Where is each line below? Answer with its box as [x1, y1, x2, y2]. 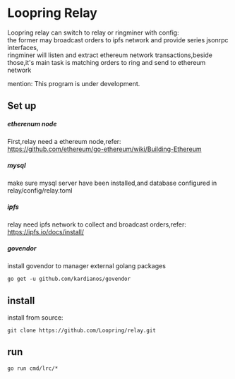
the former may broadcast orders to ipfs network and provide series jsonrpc [7, 35, 229, 44]
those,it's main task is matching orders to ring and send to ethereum [7, 58, 206, 66]
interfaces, [7, 43, 39, 52]
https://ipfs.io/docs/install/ [7, 228, 85, 236]
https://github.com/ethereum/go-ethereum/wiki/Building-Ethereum [7, 145, 202, 153]
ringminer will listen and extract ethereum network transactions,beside [7, 51, 213, 59]
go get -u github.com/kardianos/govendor [7, 275, 131, 283]
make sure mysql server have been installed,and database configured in [7, 179, 217, 188]
